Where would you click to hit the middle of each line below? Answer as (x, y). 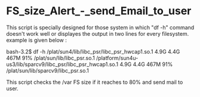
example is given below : (37, 40)
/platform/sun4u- (117, 58)
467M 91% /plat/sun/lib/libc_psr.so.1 (51, 58)
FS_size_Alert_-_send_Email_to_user (99, 11)
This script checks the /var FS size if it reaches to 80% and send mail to (95, 82)
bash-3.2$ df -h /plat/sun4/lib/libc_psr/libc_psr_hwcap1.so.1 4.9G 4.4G (93, 51)
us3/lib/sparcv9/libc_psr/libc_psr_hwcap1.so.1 (62, 64)
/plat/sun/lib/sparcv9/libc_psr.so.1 (48, 70)
